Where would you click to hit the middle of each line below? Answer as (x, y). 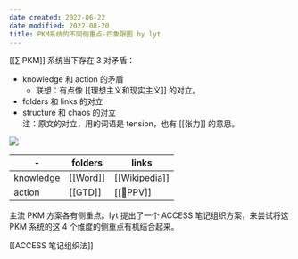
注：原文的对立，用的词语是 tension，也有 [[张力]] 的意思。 (131, 124)
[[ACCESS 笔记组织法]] (51, 246)
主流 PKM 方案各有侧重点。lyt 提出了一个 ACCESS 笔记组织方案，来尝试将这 (149, 215)
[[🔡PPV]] (132, 192)
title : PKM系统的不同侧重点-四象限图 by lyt (85, 34)
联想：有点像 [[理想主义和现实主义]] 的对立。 (118, 91)
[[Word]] (87, 178)
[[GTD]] (85, 192)
